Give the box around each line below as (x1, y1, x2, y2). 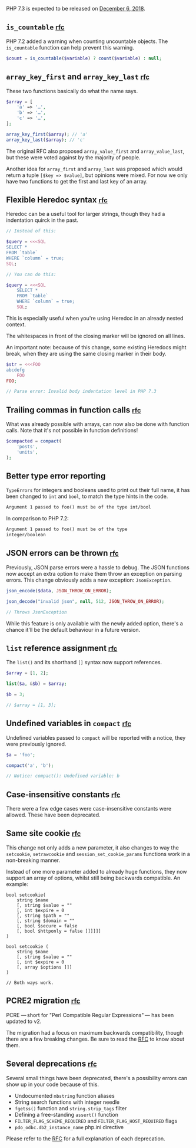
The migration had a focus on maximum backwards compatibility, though (6, 1029, 184, 1036)
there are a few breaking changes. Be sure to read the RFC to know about (6, 1035, 185, 1042)
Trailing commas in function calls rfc (6, 405, 141, 415)
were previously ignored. (6, 740, 67, 747)
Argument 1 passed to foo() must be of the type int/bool (6, 504, 151, 510)
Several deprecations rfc (6, 1059, 97, 1069)
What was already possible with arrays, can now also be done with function (6, 421, 190, 428)
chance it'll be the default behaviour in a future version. (6, 626, 141, 633)
